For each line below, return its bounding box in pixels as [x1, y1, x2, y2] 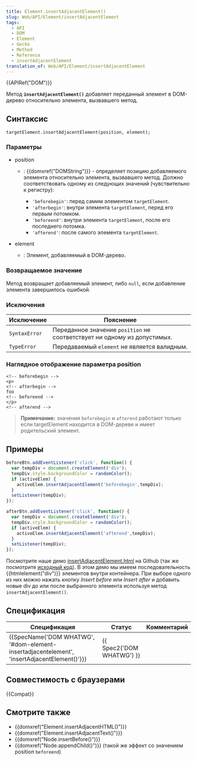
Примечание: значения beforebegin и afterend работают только [20, 415, 182, 422]
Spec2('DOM [102, 644, 139, 652]
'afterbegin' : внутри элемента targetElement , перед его [32, 204, 174, 211]
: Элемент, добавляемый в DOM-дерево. [23, 252, 126, 259]
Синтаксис [6, 114, 48, 124]
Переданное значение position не [52, 326, 151, 334]
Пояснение [103, 316, 137, 324]
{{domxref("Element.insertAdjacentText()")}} [14, 729, 123, 736]
